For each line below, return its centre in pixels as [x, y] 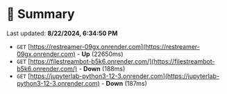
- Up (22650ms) [100, 54]
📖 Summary [41, 14]
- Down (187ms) [124, 83]
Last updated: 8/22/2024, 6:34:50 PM [62, 33]
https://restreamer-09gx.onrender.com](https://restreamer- [115, 46]
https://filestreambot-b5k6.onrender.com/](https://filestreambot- [123, 61]
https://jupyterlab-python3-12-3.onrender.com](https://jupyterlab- [125, 76]
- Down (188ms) [102, 68]
